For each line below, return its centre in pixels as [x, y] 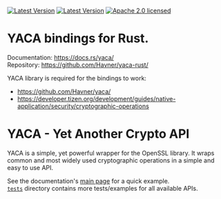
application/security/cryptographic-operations [83, 106]
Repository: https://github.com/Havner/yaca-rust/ [78, 65]
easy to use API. [30, 167]
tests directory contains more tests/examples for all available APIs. [103, 188]
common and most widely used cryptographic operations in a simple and [111, 160]
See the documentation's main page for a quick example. [88, 181]
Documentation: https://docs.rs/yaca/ [60, 57]
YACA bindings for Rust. [78, 39]
